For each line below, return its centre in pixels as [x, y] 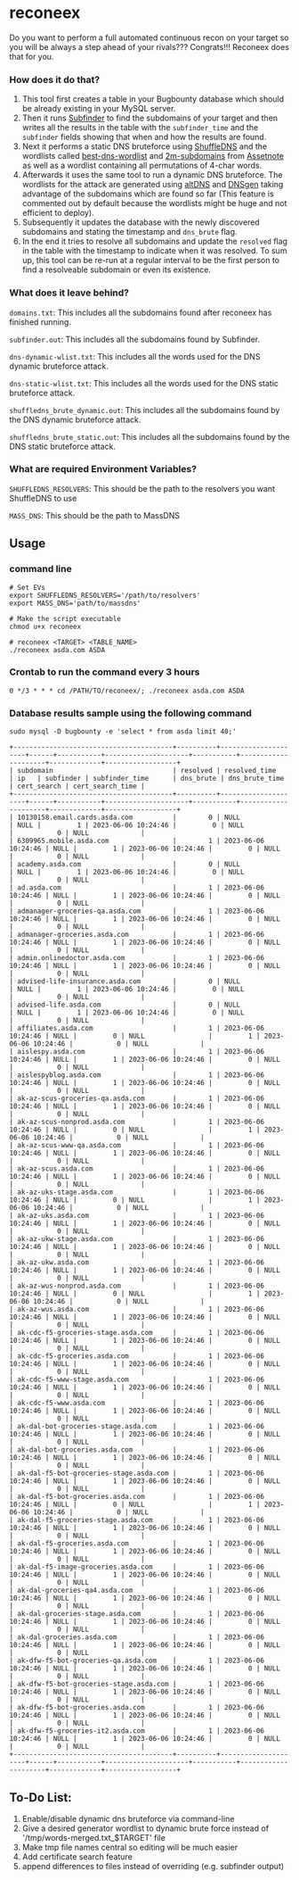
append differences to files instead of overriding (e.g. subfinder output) [153, 1866]
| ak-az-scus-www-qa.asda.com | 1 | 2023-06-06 [137, 1146]
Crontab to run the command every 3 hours [105, 672]
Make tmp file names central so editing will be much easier [130, 1847]
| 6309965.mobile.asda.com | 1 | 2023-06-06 [137, 841]
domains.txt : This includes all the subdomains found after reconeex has [141, 312]
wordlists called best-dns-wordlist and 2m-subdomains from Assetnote [153, 156]
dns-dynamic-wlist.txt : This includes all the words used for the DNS [135, 356]
